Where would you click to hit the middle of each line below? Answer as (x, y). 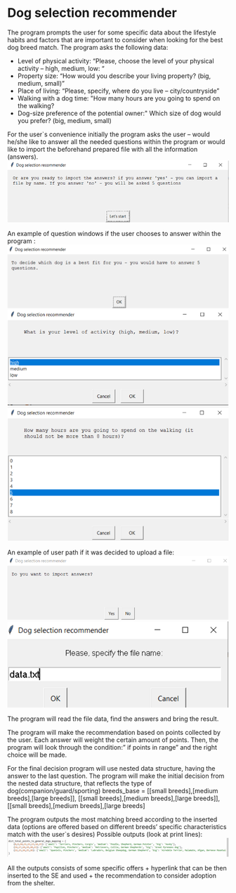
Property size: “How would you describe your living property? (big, (114, 76)
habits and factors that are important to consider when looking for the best (115, 39)
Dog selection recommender (92, 13)
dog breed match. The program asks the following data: (88, 47)
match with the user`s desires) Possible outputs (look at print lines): (105, 835)
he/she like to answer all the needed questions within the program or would (116, 141)
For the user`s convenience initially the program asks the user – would (109, 134)
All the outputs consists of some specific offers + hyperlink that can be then (117, 868)
